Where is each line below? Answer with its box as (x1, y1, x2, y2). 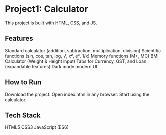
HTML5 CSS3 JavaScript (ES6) (5, 124, 69, 130)
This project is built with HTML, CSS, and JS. (5, 20, 97, 26)
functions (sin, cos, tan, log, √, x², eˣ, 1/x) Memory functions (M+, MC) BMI (5, 53, 159, 59)
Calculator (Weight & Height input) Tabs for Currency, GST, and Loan (5, 58, 147, 64)
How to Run (5, 78, 42, 87)
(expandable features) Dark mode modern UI (5, 63, 97, 69)
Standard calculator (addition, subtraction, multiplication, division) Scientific (5, 47, 161, 53)
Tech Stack (5, 111, 41, 119)
